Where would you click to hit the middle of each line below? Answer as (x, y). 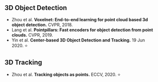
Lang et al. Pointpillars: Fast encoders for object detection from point (82, 30)
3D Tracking (23, 62)
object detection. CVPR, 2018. (42, 25)
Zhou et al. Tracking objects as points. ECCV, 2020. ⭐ (66, 74)
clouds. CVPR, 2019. (32, 35)
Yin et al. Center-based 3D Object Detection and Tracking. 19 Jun (78, 40)
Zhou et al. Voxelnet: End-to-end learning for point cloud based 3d (80, 19)
